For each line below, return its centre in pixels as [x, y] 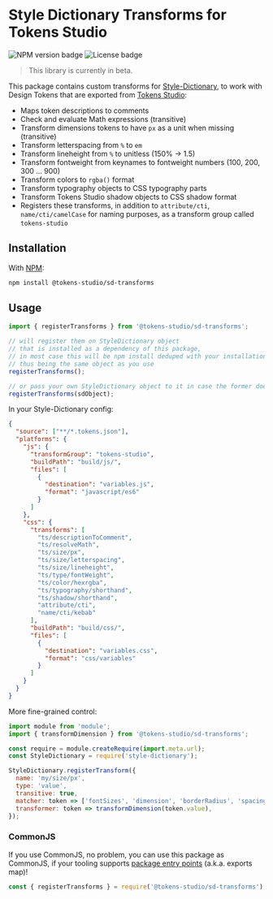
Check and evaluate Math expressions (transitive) [103, 119]
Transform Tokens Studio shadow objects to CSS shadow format [128, 197]
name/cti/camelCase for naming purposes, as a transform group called [137, 214]
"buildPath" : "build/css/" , [78, 628]
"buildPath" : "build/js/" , [76, 462]
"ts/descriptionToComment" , [85, 538]
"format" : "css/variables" [90, 658]
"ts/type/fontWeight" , [76, 575]
